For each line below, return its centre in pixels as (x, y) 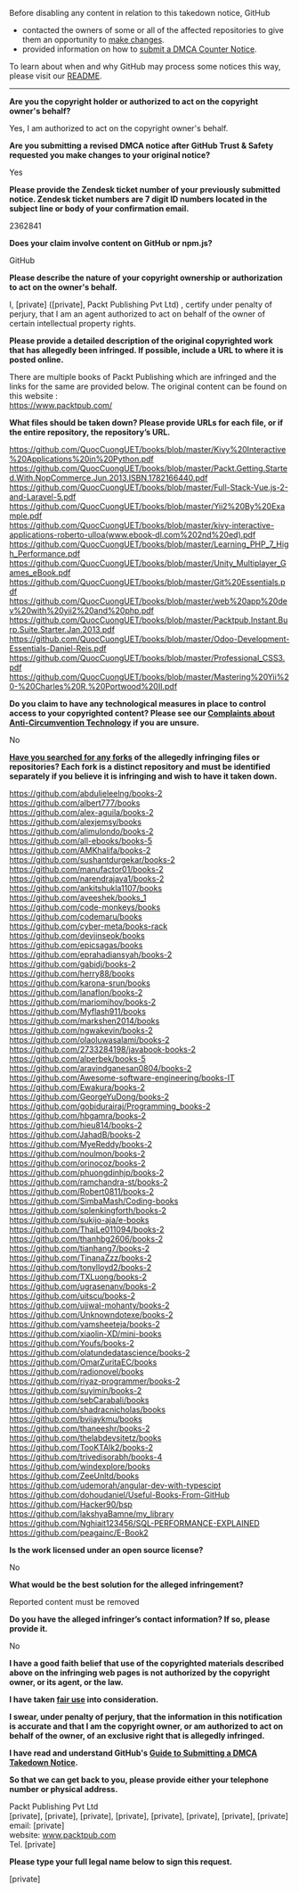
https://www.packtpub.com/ (61, 405)
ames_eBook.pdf (40, 573)
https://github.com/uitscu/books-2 (73, 1296)
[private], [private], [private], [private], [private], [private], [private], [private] (149, 1816)
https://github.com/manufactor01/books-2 (87, 869)
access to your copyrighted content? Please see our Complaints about (142, 713)
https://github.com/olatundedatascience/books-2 (100, 1352)
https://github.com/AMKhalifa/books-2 (80, 850)
